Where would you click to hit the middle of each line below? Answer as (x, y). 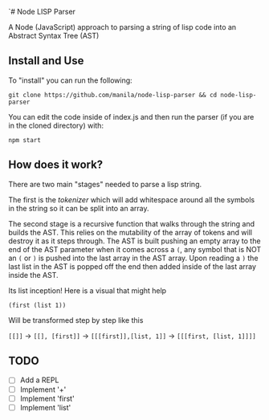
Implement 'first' (47, 398)
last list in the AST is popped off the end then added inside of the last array (132, 266)
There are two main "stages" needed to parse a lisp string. (105, 184)
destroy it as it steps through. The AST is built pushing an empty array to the (134, 241)
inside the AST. (33, 275)
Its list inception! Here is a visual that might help (88, 290)
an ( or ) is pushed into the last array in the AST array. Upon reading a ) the (133, 258)
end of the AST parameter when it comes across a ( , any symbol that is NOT (135, 249)
